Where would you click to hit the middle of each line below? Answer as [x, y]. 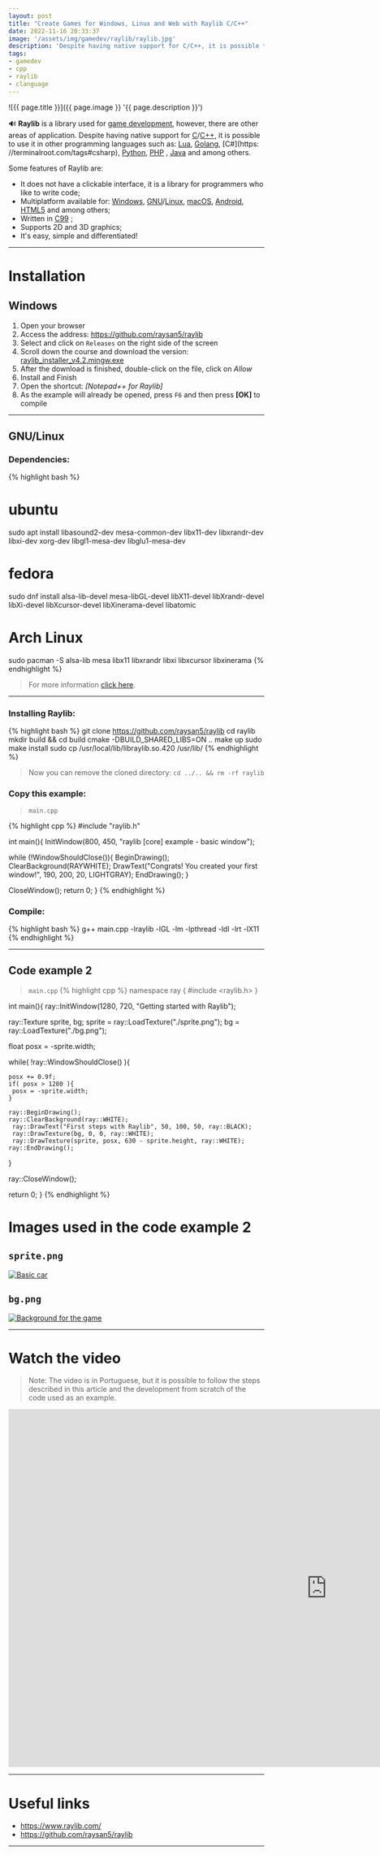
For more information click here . [82, 685]
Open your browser [52, 325]
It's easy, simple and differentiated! [79, 236]
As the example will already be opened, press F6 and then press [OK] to [140, 394]
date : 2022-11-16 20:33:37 [54, 31]
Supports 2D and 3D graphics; [71, 227]
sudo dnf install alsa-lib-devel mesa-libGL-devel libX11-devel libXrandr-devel [136, 596]
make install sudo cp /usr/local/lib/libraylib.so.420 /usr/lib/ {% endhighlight [134, 748]
